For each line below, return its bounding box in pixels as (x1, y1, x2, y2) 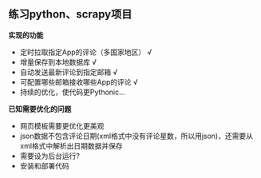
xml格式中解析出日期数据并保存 (19, 140, 124, 150)
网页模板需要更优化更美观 (19, 121, 105, 130)
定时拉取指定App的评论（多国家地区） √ (19, 47, 152, 57)
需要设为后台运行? (19, 151, 80, 160)
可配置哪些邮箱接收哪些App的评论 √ (19, 77, 138, 86)
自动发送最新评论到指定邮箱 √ (19, 67, 118, 77)
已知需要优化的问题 (8, 104, 72, 113)
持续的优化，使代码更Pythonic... (19, 87, 125, 97)
